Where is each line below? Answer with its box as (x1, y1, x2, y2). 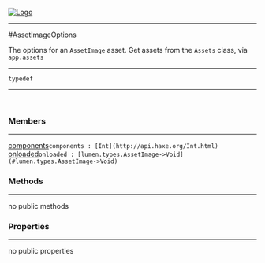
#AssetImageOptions (8, 30, 77, 39)
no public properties (8, 246, 74, 255)
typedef (8, 75, 34, 83)
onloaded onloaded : (8, 150, 75, 159)
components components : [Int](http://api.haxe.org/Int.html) (8, 141, 218, 150)
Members (8, 115, 46, 126)
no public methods (8, 201, 69, 210)
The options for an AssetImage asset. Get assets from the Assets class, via (8, 46, 248, 54)
